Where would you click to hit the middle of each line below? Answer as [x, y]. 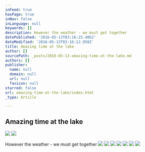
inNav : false [19, 19]
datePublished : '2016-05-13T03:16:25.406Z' [51, 38]
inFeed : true [19, 10]
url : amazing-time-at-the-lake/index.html [49, 93]
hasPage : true [20, 14]
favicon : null [24, 83]
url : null [20, 79]
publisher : [16, 65]
